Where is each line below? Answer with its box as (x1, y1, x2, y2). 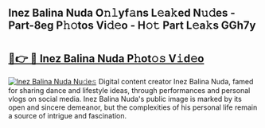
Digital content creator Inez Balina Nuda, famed (98, 77, 254, 86)
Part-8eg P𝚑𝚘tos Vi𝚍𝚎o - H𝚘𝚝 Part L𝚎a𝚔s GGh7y (8, 19, 256, 33)
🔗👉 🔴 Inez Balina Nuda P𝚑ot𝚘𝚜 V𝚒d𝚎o (8, 52, 205, 65)
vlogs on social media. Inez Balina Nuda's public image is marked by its (8, 95, 243, 103)
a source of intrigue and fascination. (8, 111, 127, 120)
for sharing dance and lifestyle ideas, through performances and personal (8, 86, 251, 95)
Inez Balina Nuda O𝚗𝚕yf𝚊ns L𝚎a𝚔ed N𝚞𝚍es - (8, 6, 236, 20)
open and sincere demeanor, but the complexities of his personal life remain (8, 103, 258, 112)
